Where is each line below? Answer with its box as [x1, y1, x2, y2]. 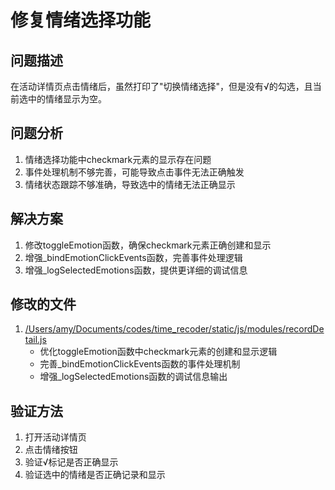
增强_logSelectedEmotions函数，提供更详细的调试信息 [24, 264, 248, 276]
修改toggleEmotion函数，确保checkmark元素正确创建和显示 [24, 239, 272, 251]
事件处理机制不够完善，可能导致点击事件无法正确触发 [24, 166, 245, 178]
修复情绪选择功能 [10, 9, 152, 32]
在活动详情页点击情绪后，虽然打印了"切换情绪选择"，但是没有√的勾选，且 [10, 81, 313, 92]
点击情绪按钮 [24, 444, 78, 456]
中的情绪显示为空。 [27, 93, 107, 105]
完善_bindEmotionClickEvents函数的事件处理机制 [39, 358, 241, 370]
